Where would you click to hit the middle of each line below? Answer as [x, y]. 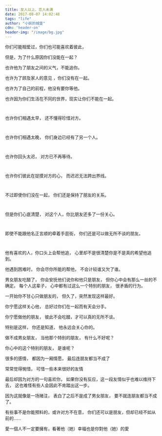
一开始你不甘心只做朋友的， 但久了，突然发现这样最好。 [61, 296]
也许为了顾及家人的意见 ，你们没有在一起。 [48, 78]
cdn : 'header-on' [23, 28]
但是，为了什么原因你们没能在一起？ [41, 57]
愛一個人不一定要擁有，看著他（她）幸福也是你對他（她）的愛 [67, 429]
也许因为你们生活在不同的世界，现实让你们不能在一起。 [61, 99]
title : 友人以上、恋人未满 [29, 10]
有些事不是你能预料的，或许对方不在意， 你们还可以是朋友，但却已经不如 [78, 412]
